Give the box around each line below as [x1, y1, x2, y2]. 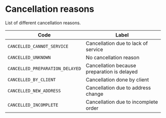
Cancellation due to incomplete [85, 98, 158, 105]
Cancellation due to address [85, 84, 151, 91]
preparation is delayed [85, 68, 138, 75]
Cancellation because [85, 62, 136, 69]
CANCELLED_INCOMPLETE [7, 102, 58, 108]
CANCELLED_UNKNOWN [7, 54, 51, 60]
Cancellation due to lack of [85, 39, 148, 46]
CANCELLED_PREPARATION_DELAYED [7, 66, 82, 71]
